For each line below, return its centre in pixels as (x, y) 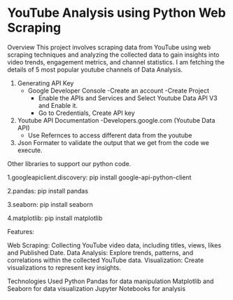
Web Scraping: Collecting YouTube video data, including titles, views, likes (114, 245)
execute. (30, 150)
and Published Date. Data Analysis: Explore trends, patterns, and (100, 252)
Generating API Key (45, 83)
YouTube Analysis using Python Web (116, 13)
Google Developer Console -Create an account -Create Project (119, 90)
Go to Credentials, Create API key (86, 113)
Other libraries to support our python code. (69, 163)
